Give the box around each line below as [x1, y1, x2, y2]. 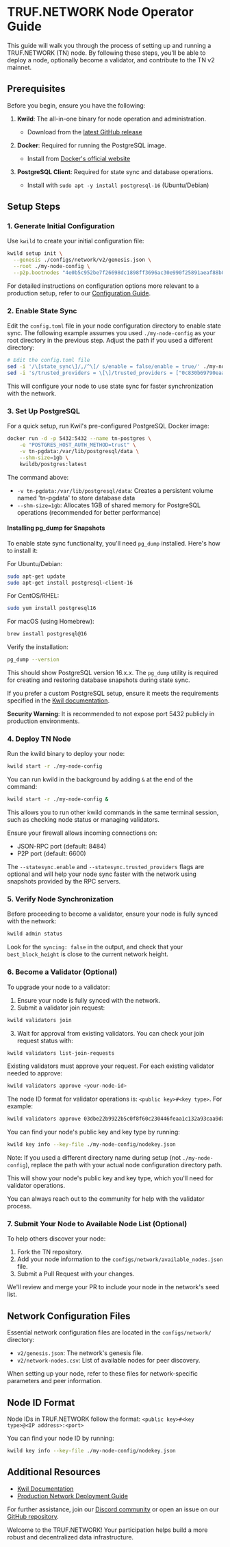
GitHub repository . [7, 1512, 60, 1520]
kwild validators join [7, 1016, 72, 1023]
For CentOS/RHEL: [7, 592, 60, 600]
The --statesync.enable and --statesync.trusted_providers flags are [7, 863, 204, 871]
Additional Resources [7, 1466, 101, 1478]
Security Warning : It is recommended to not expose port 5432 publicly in [7, 710, 215, 718]
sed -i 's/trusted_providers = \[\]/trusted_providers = [7, 369, 173, 376]
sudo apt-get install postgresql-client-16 [7, 579, 133, 586]
